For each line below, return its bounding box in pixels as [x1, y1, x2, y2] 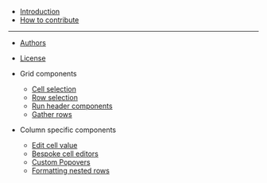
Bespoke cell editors [31, 149, 99, 158]
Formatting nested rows [31, 166, 110, 175]
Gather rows [31, 110, 73, 119]
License [19, 53, 46, 63]
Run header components [31, 101, 113, 111]
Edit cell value [31, 141, 78, 150]
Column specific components [19, 125, 117, 134]
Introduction [19, 7, 60, 16]
